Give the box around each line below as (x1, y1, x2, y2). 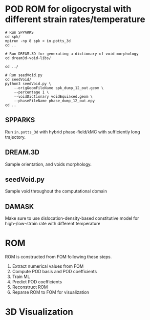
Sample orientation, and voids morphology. (5, 161, 92, 167)
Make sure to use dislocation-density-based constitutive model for (5, 215, 139, 221)
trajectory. (5, 134, 26, 140)
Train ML (12, 274, 30, 279)
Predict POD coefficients (12, 279, 62, 285)
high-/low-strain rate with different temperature (5, 221, 101, 227)
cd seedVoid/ (5, 77, 32, 82)
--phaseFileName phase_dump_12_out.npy (14, 98, 95, 103)
